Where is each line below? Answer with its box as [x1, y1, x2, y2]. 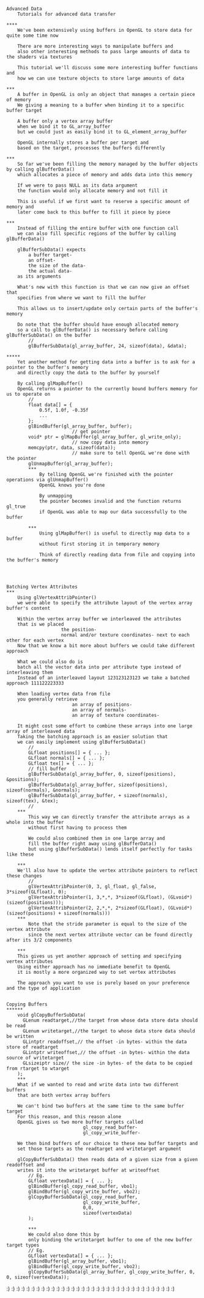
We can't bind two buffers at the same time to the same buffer [17, 1103, 184, 1109]
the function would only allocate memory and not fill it [17, 188, 168, 194]
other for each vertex [6, 637, 64, 643]
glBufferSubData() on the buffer [6, 332, 92, 338]
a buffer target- [28, 252, 72, 258]
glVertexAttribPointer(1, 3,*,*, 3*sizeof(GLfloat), [28, 894, 166, 900]
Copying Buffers [6, 1001, 48, 1007]
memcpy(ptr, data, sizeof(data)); [28, 445, 116, 451]
